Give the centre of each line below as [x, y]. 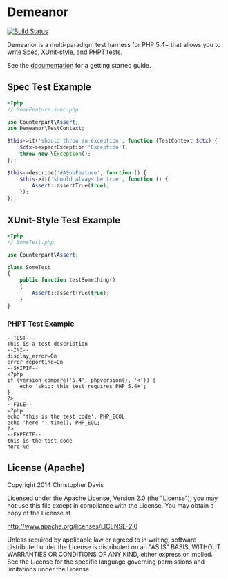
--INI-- [18, 350]
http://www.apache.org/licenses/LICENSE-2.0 [73, 526]
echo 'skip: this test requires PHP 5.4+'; [83, 386]
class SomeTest [29, 267]
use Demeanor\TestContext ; [46, 129]
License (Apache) [46, 468]
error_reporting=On [35, 362]
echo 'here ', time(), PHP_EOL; [54, 423]
